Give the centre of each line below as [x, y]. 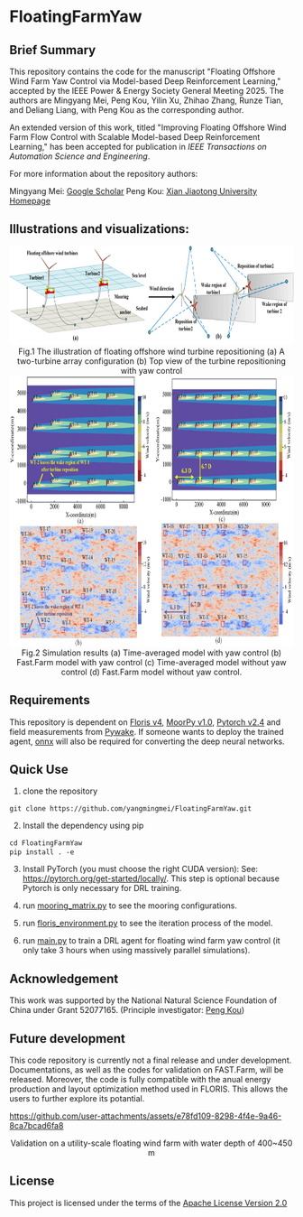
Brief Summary [53, 50]
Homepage [30, 201]
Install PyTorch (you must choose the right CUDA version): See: [140, 869]
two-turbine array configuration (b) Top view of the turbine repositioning [151, 361]
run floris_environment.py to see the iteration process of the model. [147, 924]
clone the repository [60, 791]
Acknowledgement [64, 978]
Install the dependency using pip [83, 826]
